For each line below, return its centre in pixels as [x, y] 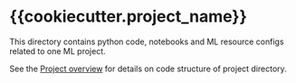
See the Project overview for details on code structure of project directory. [148, 69]
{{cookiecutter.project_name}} [128, 17]
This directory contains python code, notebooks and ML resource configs [147, 41]
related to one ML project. [57, 51]
